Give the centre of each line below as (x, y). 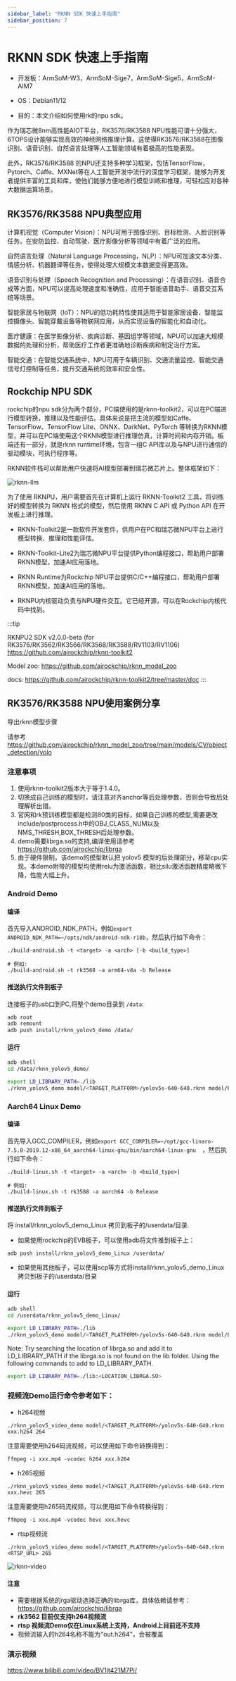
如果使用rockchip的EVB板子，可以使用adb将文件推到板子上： (106, 1240)
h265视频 (31, 1473)
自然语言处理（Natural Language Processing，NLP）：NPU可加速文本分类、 (117, 256)
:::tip (14, 624)
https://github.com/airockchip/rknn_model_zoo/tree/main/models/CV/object (117, 745)
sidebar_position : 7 (38, 20)
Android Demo (33, 894)
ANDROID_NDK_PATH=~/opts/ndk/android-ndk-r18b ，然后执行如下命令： (107, 937)
